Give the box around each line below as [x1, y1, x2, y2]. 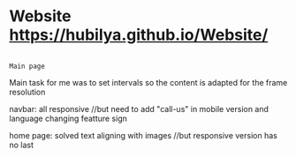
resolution [9, 86, 46, 97]
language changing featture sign [9, 113, 128, 123]
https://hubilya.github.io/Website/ [9, 25, 269, 45]
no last [9, 139, 34, 150]
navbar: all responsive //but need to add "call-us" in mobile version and [9, 103, 269, 114]
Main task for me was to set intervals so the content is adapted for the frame [9, 77, 288, 87]
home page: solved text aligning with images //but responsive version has [9, 130, 278, 140]
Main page [9, 62, 46, 71]
